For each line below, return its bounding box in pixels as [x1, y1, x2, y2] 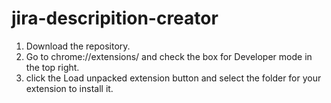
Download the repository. [25, 40, 131, 52]
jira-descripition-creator [11, 7, 219, 30]
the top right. [25, 61, 80, 73]
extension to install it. [25, 82, 114, 94]
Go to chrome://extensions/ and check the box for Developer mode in [25, 50, 313, 62]
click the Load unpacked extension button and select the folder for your [25, 72, 322, 84]
